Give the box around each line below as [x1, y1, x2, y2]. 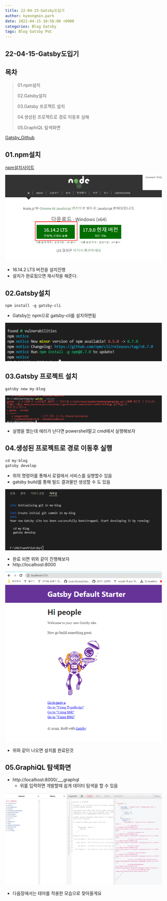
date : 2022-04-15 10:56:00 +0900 [5, 18, 75, 23]
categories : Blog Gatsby [5, 24, 57, 29]
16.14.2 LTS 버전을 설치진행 [12, 267, 66, 273]
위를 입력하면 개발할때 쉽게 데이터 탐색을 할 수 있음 [19, 783, 118, 789]
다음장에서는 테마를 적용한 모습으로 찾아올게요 [12, 891, 102, 897]
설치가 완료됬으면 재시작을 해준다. [12, 273, 78, 279]
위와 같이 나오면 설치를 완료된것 [12, 747, 74, 753]
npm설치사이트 [5, 165, 35, 171]
